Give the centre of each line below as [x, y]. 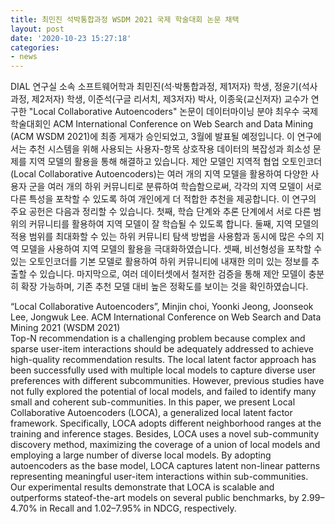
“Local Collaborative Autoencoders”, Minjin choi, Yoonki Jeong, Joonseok [162, 307]
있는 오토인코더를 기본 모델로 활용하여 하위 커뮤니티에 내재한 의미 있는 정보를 [160, 262]
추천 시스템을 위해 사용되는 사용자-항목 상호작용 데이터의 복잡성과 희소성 [169, 149]
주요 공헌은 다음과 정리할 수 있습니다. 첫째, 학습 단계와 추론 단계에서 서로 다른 [161, 212]
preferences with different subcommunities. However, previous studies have [167, 381]
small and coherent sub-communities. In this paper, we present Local [153, 402]
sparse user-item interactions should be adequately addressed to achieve [162, 349]
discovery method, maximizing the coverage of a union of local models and [165, 445]
